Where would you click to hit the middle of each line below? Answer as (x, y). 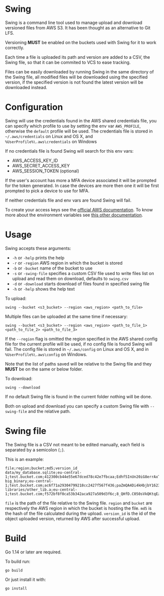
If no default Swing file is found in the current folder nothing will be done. (79, 396)
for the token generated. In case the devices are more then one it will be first (82, 185)
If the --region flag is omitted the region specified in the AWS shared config (81, 339)
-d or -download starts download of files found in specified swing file (81, 284)
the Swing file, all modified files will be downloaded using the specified (76, 77)
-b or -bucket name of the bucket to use (52, 268)
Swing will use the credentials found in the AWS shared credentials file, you (81, 120)
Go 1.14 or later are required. (33, 552)
